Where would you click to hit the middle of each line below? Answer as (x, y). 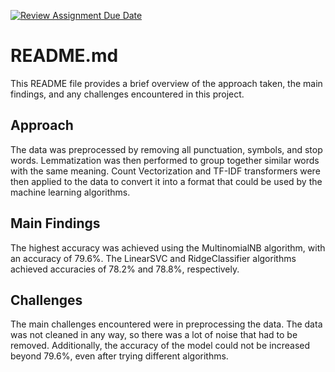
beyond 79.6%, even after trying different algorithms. (119, 356)
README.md (64, 56)
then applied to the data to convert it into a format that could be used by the (166, 181)
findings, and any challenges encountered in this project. (127, 94)
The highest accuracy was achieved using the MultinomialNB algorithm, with (168, 247)
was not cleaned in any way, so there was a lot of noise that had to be (154, 335)
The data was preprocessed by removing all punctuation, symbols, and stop (166, 149)
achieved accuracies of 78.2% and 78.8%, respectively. (125, 269)
